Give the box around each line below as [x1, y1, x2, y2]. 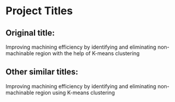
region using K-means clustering [35, 89, 115, 96]
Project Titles [5, 4, 73, 18]
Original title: [5, 28, 55, 38]
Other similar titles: [5, 67, 79, 77]
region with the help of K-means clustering [35, 50, 140, 57]
